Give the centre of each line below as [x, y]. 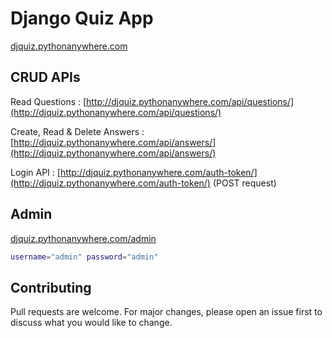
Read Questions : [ [48, 101]
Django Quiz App [82, 18]
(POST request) [244, 183]
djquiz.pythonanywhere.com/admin [83, 238]
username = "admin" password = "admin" [84, 257]
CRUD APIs [45, 77]
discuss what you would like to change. [91, 323]
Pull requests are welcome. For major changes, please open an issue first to [166, 312]
